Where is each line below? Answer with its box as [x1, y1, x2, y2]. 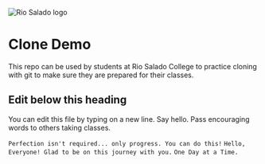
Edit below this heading [8, 93, 127, 107]
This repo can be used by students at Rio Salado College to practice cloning [8, 61, 257, 71]
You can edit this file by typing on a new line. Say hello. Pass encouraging [8, 114, 250, 123]
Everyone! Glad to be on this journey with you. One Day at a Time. [8, 148, 239, 156]
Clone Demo [8, 36, 92, 53]
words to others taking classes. [8, 123, 111, 132]
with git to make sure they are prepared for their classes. [8, 70, 194, 80]
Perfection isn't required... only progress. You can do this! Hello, [8, 139, 246, 147]
